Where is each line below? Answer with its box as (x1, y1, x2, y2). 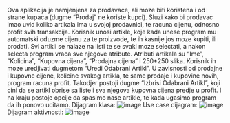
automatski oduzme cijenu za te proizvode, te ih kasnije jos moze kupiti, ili (7, 35, 217, 43)
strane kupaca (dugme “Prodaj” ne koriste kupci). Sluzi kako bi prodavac (7, 13, 213, 21)
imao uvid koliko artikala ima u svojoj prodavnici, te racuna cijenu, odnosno (7, 21, 220, 28)
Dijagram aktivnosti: (7, 108, 64, 116)
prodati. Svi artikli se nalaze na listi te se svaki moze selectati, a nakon (7, 43, 206, 50)
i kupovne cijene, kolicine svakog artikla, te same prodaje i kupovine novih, (7, 71, 219, 80)
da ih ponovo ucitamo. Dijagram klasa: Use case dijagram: (7, 101, 198, 109)
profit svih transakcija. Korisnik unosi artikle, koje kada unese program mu (7, 27, 217, 36)
